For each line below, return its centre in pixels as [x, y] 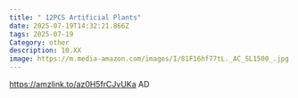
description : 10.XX [46, 51]
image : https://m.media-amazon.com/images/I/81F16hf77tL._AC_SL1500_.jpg [149, 59]
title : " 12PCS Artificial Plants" [75, 17]
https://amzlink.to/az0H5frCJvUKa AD [79, 84]
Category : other [39, 42]
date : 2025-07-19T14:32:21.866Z [69, 26]
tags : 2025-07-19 [41, 34]
